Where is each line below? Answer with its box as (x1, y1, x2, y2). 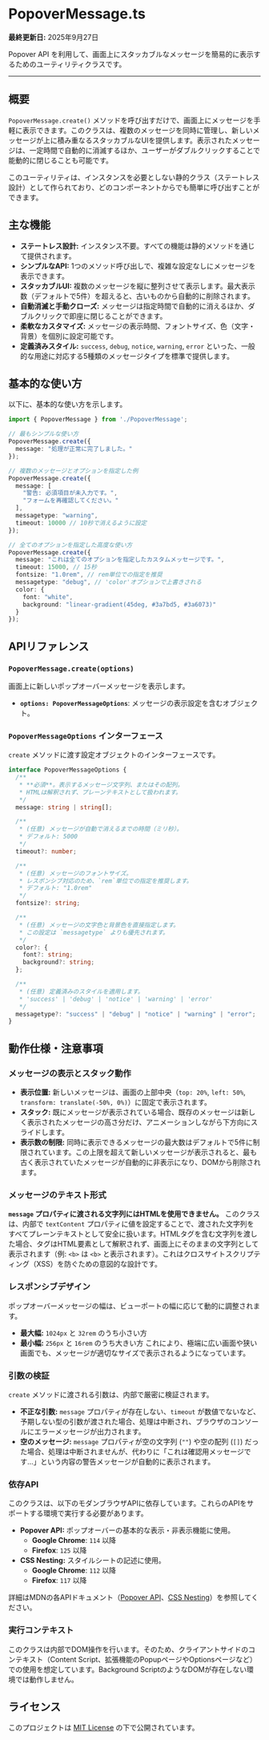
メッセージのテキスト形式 (8, 1189, 106, 1200)
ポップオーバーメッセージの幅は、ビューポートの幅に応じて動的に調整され (8, 1301, 254, 1311)
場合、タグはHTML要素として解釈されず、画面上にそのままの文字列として (14, 1239, 259, 1249)
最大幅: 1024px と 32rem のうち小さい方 (19, 1327, 147, 1338)
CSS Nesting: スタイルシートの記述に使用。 (19, 1556, 166, 1565)
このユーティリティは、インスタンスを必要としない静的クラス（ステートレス (8, 172, 260, 182)
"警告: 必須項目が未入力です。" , (22, 489, 118, 497)
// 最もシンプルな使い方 (8, 430, 79, 438)
